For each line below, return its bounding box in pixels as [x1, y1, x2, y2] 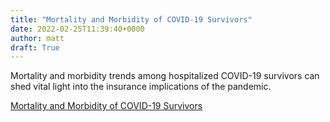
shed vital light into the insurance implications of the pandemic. [10, 81, 272, 93]
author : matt [10, 33, 65, 43]
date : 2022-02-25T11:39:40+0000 [10, 24, 145, 34]
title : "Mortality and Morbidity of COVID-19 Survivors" [10, 14, 253, 25]
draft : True [10, 42, 60, 53]
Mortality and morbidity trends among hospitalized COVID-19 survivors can [10, 70, 320, 82]
